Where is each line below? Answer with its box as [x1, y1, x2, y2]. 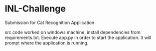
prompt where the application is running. [5, 39, 89, 45]
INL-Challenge [5, 3, 66, 14]
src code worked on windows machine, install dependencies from [5, 29, 141, 35]
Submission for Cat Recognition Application [5, 19, 95, 25]
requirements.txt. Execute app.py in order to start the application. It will [5, 34, 151, 40]
